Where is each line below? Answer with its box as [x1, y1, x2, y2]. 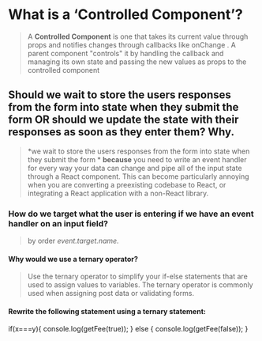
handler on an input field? [8, 218, 109, 229]
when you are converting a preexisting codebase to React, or [27, 180, 226, 189]
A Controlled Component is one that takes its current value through [27, 32, 249, 41]
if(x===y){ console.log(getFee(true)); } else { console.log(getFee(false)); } [8, 324, 249, 334]
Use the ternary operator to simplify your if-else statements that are [27, 271, 249, 282]
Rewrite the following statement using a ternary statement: [8, 306, 207, 316]
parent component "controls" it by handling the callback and [27, 48, 224, 58]
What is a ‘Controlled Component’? [8, 6, 243, 24]
